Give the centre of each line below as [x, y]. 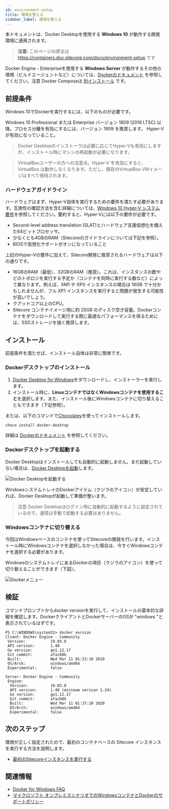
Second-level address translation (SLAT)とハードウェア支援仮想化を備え [88, 225]
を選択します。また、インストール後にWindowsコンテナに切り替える [88, 398]
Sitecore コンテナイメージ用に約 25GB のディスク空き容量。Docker [82, 310]
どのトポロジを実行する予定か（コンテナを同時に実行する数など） [81, 278]
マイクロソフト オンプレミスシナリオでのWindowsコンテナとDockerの [86, 795]
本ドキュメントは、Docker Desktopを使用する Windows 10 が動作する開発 [83, 34]
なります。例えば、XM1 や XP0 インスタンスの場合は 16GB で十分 [89, 285]
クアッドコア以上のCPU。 [39, 303]
